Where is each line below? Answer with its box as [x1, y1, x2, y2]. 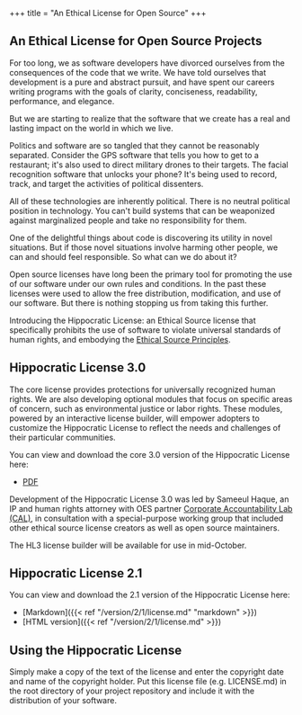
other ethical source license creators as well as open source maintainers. [9, 522, 280, 533]
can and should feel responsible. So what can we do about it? [9, 251, 237, 262]
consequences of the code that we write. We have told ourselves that [9, 67, 267, 77]
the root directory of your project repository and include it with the [9, 685, 254, 696]
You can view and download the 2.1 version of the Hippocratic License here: [9, 589, 290, 601]
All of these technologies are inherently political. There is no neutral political [9, 195, 290, 206]
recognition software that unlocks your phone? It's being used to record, [9, 168, 278, 179]
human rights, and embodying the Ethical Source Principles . [9, 334, 231, 344]
